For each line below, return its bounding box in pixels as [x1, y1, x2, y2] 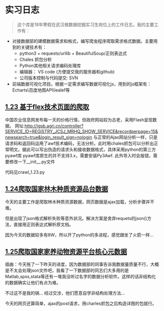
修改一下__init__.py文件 [9, 159, 55, 165]
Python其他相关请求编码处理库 [19, 62, 82, 69]
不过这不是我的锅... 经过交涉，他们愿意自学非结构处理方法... [5, 290, 125, 296]
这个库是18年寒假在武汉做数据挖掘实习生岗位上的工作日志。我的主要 [17, 22, 155, 27]
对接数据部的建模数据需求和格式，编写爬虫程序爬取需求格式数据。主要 [12, 38, 154, 44]
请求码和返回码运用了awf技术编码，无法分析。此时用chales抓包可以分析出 [5, 140, 154, 146]
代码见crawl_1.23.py [5, 169, 45, 175]
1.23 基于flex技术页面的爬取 [5, 103, 89, 111]
